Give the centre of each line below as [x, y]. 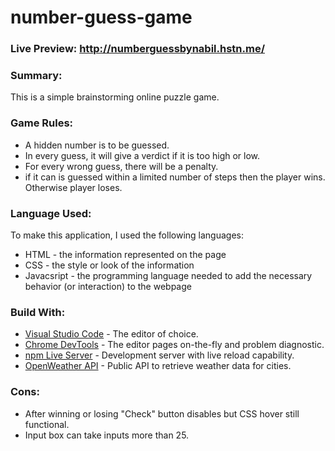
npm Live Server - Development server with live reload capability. [159, 355]
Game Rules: [42, 123]
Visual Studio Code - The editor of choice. [111, 334]
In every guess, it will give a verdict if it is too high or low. [142, 155]
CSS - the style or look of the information [109, 265]
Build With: [38, 312]
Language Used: [51, 213]
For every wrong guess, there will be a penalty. [121, 166]
